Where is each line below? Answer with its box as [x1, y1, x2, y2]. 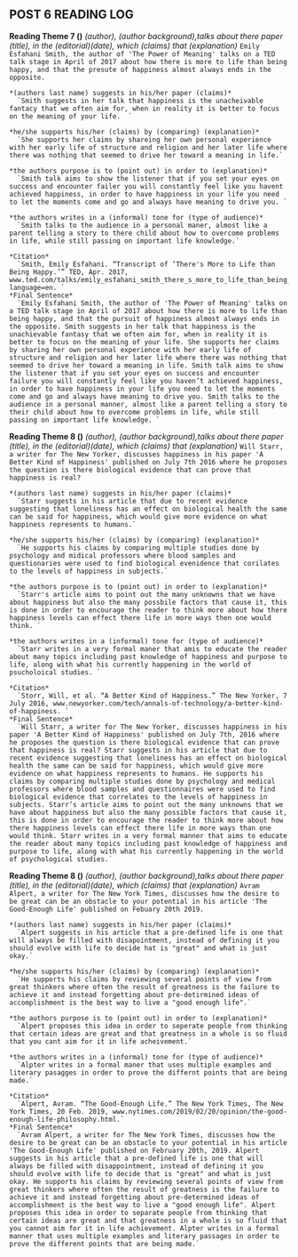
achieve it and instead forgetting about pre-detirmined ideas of [9, 990, 260, 999]
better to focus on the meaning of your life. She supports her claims [9, 337, 279, 346]
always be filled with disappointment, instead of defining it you [9, 1161, 264, 1171]
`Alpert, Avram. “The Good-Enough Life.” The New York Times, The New [17, 1099, 284, 1108]
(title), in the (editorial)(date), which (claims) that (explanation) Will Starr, [9, 440, 284, 451]
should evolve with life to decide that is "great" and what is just [9, 1169, 272, 1178]
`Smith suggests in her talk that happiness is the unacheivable [17, 96, 264, 105]
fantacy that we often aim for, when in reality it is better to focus [9, 104, 279, 113]
